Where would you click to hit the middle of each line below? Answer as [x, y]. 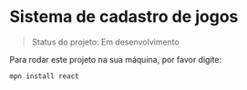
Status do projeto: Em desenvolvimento [105, 42]
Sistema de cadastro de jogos [124, 17]
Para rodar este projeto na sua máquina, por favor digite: [115, 59]
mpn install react [44, 76]
